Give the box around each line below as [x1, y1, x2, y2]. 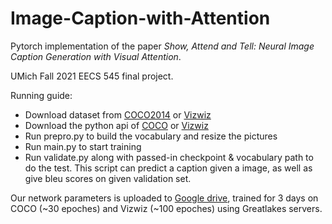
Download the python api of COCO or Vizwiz [24, 119, 209, 131]
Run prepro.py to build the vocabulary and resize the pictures [24, 130, 278, 142]
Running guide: [10, 89, 73, 101]
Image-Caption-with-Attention [10, 7, 271, 30]
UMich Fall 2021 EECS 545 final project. [10, 70, 174, 82]
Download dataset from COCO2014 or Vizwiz [24, 108, 212, 121]
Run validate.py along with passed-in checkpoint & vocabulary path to [24, 151, 314, 163]
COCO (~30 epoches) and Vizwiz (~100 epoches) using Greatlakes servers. [10, 202, 323, 214]
